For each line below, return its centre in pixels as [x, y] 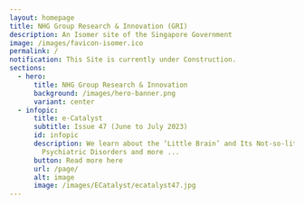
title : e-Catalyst [68, 118]
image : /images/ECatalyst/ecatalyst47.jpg [114, 186]
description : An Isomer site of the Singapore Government [121, 34]
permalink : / [34, 51]
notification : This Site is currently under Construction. [123, 60]
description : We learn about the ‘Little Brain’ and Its [143, 144]
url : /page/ [56, 169]
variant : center [64, 102]
